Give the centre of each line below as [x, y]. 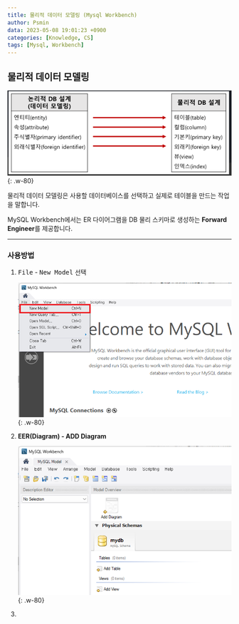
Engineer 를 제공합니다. [40, 229]
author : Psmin [28, 22]
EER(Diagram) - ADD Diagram [62, 436]
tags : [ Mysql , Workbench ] [46, 45]
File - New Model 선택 [52, 272]
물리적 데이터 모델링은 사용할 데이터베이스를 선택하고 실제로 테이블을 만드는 [112, 195]
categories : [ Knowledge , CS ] [51, 38]
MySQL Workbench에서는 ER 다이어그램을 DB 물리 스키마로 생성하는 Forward [117, 220]
